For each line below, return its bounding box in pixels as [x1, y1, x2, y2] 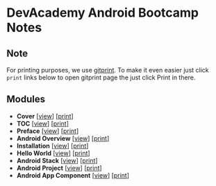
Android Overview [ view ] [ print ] [16, 134, 110, 142]
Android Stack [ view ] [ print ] [16, 156, 98, 164]
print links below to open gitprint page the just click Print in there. [6, 73, 196, 82]
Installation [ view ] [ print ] [16, 141, 89, 150]
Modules [6, 93, 46, 105]
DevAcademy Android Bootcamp [6, 5, 199, 21]
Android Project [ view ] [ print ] [16, 164, 102, 172]
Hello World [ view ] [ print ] [16, 148, 91, 157]
